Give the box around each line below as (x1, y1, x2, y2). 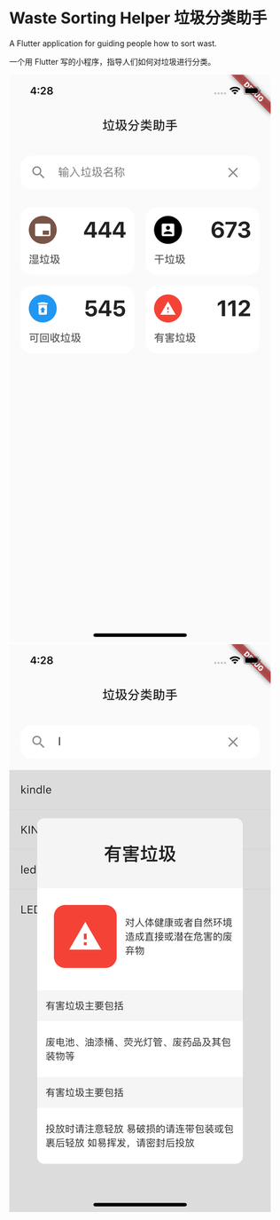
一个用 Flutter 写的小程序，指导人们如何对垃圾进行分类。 (9, 56, 216, 67)
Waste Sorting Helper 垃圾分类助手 (9, 8, 268, 28)
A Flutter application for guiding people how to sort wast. (9, 37, 217, 49)
